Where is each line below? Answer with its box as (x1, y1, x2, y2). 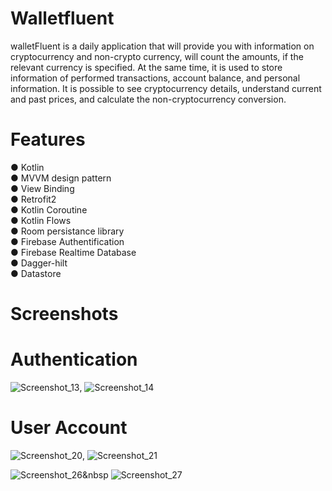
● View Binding (10, 182, 75, 194)
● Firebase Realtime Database (10, 246, 137, 258)
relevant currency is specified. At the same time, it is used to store (10, 61, 283, 73)
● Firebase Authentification (10, 235, 125, 247)
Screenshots (10, 303, 119, 326)
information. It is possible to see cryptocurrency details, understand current (10, 82, 322, 94)
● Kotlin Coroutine (10, 203, 88, 216)
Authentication (10, 348, 138, 371)
